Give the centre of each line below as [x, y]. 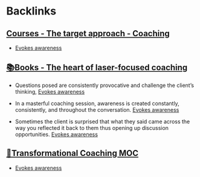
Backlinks [31, 11]
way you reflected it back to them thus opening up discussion [92, 127]
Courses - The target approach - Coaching [88, 34]
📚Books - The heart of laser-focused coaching [97, 68]
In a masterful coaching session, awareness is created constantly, [97, 103]
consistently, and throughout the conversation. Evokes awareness [97, 109]
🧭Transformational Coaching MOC [73, 153]
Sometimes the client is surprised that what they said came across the [102, 121]
